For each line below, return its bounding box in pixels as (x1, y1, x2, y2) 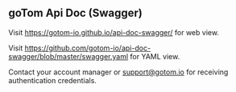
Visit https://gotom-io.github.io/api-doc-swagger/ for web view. (8, 27, 220, 37)
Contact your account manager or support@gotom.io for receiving (8, 67, 229, 77)
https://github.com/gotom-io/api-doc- (24, 43, 151, 53)
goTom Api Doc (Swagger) (8, 6, 143, 20)
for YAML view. (130, 51, 180, 61)
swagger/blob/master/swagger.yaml (8, 51, 129, 61)
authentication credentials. (8, 75, 97, 85)
